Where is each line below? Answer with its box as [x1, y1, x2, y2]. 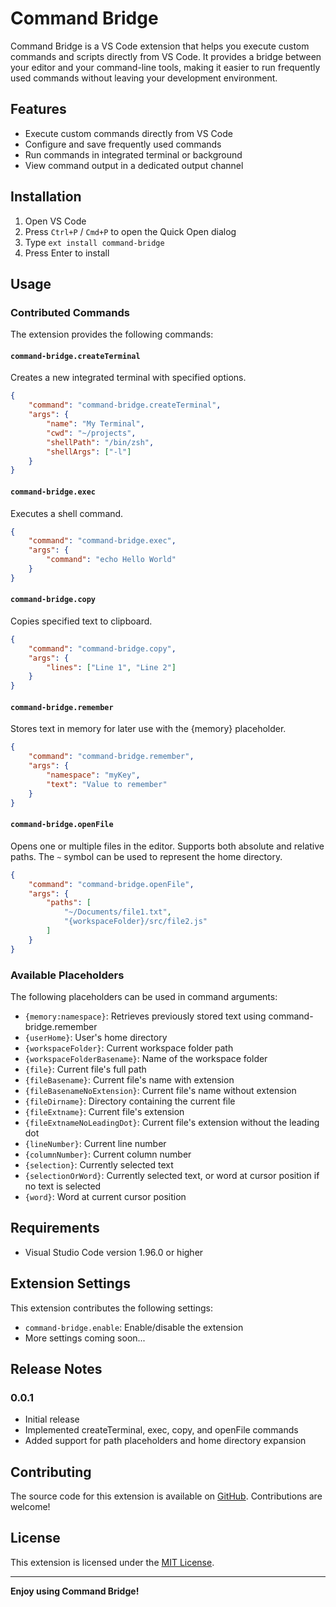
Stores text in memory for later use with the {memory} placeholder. [10, 723, 287, 735]
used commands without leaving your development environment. [10, 72, 278, 84]
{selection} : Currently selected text [24, 1158, 174, 1171]
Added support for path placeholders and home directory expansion [24, 1435, 307, 1447]
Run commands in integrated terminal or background [24, 148, 243, 161]
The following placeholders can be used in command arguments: [10, 990, 278, 1002]
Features [10, 101, 67, 118]
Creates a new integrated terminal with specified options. [10, 372, 247, 384]
